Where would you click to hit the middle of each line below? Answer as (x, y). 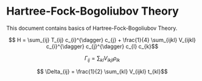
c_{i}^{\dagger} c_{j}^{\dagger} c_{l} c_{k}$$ (102, 46)
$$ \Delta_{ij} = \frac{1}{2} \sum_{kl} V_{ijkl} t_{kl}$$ (102, 71)
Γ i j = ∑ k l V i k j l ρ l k (102, 59)
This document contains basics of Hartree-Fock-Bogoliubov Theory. (92, 28)
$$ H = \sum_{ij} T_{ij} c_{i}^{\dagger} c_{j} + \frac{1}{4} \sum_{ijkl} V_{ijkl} (102, 40)
